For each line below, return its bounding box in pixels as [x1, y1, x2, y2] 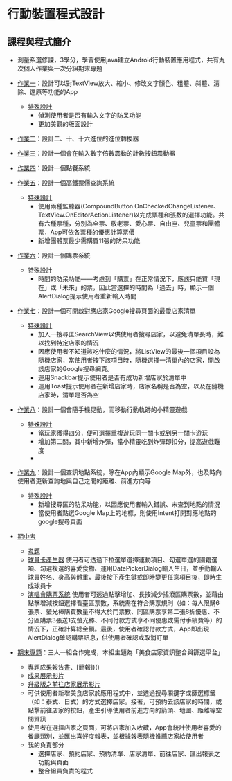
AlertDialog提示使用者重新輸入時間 [37, 292, 137, 300]
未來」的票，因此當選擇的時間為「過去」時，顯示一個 [62, 283, 215, 291]
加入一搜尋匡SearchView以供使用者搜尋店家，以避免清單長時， [37, 330, 218, 338]
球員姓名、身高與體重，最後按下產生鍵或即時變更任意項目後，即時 [27, 573, 216, 581]
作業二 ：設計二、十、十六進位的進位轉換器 [17, 134, 139, 143]
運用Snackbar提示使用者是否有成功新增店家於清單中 [37, 373, 187, 381]
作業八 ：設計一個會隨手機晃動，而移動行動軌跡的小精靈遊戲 [17, 406, 188, 413]
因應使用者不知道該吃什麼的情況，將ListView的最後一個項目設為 [37, 348, 220, 355]
